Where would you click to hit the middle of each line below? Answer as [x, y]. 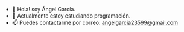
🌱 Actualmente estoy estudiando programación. [71, 16]
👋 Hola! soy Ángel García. [43, 9]
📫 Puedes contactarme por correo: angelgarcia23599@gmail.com [95, 22]
